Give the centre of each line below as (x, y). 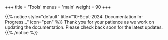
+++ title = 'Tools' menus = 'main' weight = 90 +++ (58, 7)
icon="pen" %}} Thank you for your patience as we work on (92, 22)
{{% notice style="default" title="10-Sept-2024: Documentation (71, 17)
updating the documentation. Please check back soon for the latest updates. (84, 27)
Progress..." (17, 22)
